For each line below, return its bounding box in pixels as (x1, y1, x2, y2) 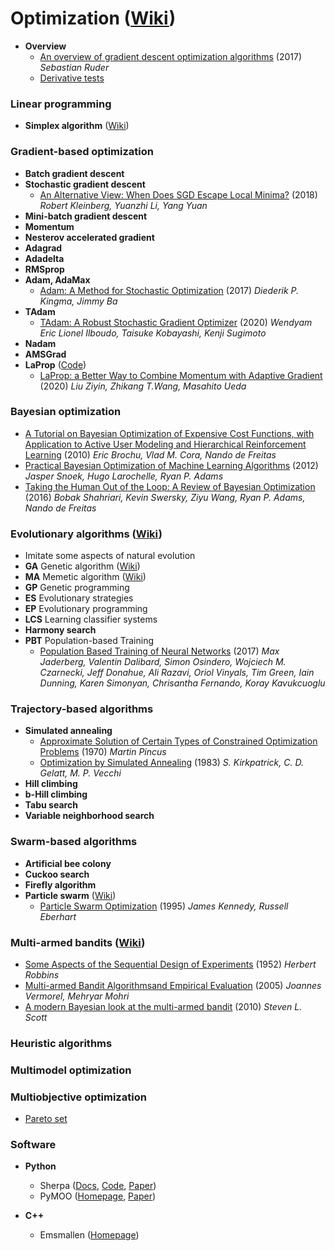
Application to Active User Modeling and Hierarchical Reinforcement (24, 438, 307, 450)
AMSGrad (24, 348, 67, 360)
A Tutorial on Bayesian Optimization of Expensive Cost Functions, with (24, 427, 315, 439)
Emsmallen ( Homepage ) (39, 1229, 140, 1241)
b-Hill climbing (24, 788, 88, 801)
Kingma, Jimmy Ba (39, 295, 118, 307)
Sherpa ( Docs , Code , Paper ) (39, 1180, 157, 1192)
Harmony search (24, 624, 97, 636)
